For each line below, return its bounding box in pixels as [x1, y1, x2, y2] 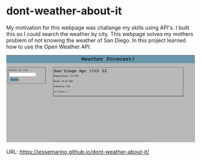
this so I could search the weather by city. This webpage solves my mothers [6, 30, 194, 37]
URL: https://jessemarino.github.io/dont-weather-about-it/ [6, 148, 150, 155]
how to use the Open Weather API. [6, 43, 92, 50]
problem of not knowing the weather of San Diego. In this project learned [6, 37, 187, 44]
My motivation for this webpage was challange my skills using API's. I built [6, 24, 190, 31]
